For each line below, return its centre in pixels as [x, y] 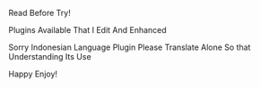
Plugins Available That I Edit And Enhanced [87, 30]
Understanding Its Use [50, 56]
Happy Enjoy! [33, 74]
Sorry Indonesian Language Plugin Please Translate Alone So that [130, 47]
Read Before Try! [39, 13]
